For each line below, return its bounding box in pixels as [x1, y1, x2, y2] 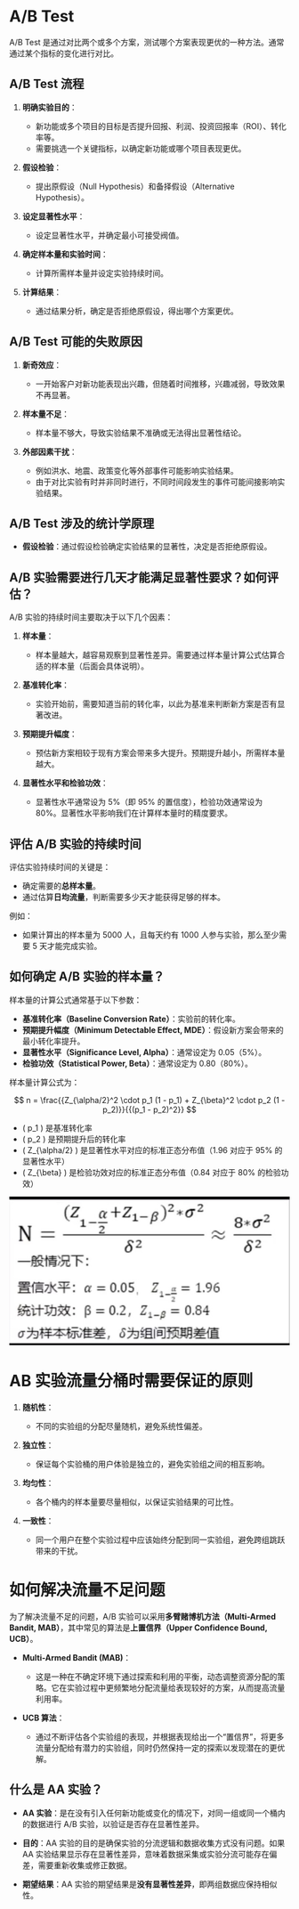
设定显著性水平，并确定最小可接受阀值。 [35, 230, 184, 240]
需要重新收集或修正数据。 [37, 1859, 132, 1871]
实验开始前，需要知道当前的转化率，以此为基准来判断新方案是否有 [35, 699, 278, 710]
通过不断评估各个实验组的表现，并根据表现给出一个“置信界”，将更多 [35, 1731, 285, 1742]
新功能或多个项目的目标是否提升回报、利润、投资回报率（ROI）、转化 [35, 120, 287, 131]
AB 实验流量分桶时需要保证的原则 [9, 1371, 254, 1391]
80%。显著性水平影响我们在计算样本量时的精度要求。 [35, 808, 233, 818]
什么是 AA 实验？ [9, 1783, 103, 1798]
